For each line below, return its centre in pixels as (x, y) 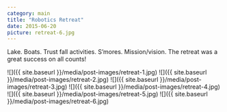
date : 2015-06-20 (32, 26)
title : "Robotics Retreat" (45, 20)
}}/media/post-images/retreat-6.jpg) (58, 101)
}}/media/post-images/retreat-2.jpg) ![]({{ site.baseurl (83, 80)
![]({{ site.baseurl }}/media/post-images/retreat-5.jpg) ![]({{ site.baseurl (108, 94)
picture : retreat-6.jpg (41, 32)
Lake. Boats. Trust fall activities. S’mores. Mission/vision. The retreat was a (112, 52)
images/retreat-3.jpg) (37, 87)
